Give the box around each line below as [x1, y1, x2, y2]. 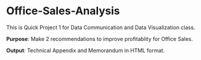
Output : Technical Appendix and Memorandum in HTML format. [6, 46, 165, 54]
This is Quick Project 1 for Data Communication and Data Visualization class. [6, 24, 196, 31]
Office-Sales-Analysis [6, 4, 120, 18]
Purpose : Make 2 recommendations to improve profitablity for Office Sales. [6, 35, 193, 42]
